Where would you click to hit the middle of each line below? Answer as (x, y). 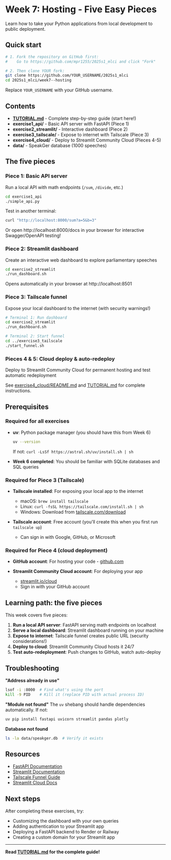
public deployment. (25, 29)
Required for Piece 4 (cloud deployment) (56, 550)
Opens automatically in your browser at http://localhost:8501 (69, 284)
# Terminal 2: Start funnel (35, 336)
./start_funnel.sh (25, 346)
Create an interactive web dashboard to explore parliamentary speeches (81, 260)
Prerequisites (27, 407)
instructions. (18, 391)
